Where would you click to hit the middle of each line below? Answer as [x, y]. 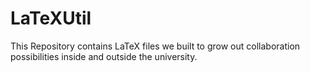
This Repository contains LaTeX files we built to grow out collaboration [155, 46]
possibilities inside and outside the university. [104, 56]
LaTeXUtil [51, 18]
